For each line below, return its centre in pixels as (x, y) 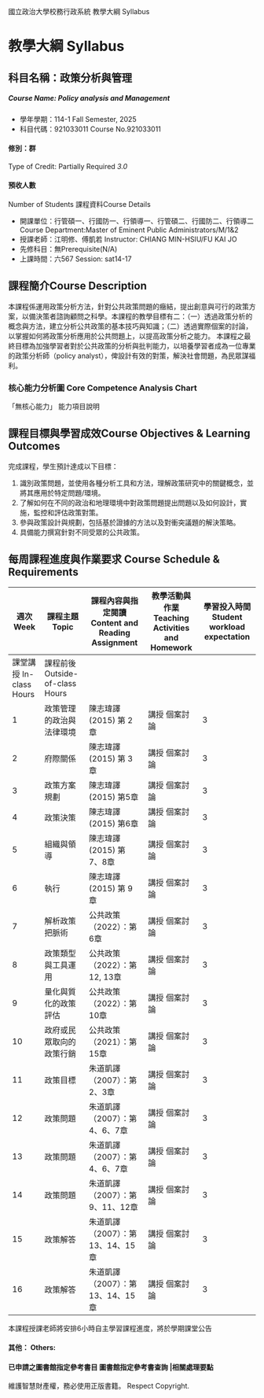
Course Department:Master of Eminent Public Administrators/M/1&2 (129, 230)
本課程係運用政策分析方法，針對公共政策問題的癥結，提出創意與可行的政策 (128, 306)
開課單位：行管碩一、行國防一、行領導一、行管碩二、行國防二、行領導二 (136, 221)
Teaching (171, 618)
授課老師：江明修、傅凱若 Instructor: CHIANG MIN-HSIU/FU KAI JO (128, 239)
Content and (115, 622)
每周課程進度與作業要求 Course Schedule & (114, 560)
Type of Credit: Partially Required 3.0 (68, 166)
